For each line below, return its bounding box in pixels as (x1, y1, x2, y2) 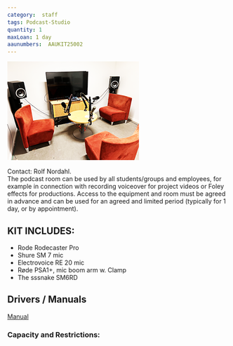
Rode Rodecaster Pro (17, 243, 79, 252)
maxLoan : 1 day (7, 34, 52, 41)
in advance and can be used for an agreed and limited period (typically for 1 (7, 197, 226, 206)
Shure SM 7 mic (17, 251, 64, 259)
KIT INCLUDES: (7, 225, 75, 237)
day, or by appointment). (7, 204, 79, 213)
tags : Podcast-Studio (7, 18, 71, 26)
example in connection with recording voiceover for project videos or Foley (7, 182, 225, 191)
